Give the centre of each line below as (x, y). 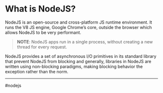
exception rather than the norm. (37, 71)
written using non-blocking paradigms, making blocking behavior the (74, 66)
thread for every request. (42, 47)
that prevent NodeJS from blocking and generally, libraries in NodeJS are (78, 61)
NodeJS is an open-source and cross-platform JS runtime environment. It (79, 22)
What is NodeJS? (41, 9)
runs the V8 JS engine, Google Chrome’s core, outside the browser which (78, 27)
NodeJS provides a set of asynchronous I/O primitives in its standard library (81, 56)
